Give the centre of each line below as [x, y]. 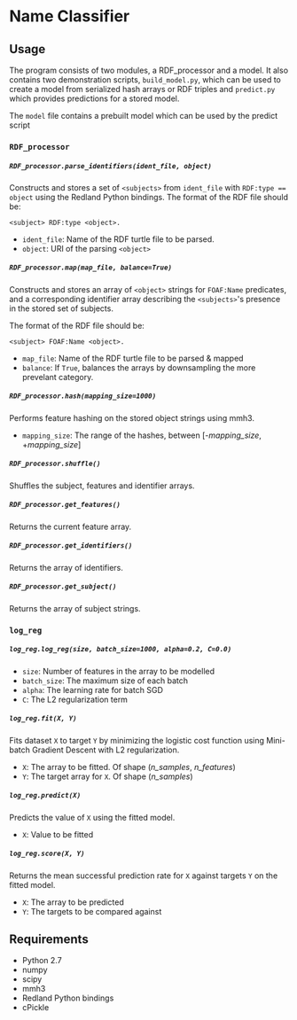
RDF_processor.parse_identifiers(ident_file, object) [111, 166]
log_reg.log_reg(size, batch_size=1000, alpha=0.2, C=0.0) [121, 650]
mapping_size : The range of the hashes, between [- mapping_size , [141, 435]
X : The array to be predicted [73, 902]
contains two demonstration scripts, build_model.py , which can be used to [145, 80]
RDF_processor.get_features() [65, 505]
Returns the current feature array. [70, 526]
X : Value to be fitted [58, 834]
